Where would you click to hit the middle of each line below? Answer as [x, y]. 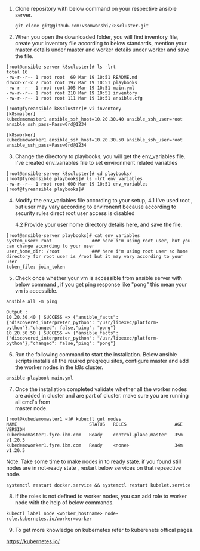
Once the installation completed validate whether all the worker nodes [101, 389]
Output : [17, 312]
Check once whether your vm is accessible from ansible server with [98, 278]
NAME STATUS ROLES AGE [95, 424]
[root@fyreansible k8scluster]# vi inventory [64, 109]
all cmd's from [33, 402]
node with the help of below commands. [64, 503]
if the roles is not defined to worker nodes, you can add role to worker [101, 496]
